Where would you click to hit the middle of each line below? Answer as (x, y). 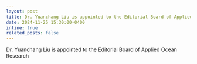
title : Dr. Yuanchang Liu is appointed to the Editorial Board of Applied (99, 17)
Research (18, 56)
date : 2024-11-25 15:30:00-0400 (45, 22)
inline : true (22, 28)
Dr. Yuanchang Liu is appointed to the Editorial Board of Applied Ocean (92, 49)
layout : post (22, 11)
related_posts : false (33, 33)
